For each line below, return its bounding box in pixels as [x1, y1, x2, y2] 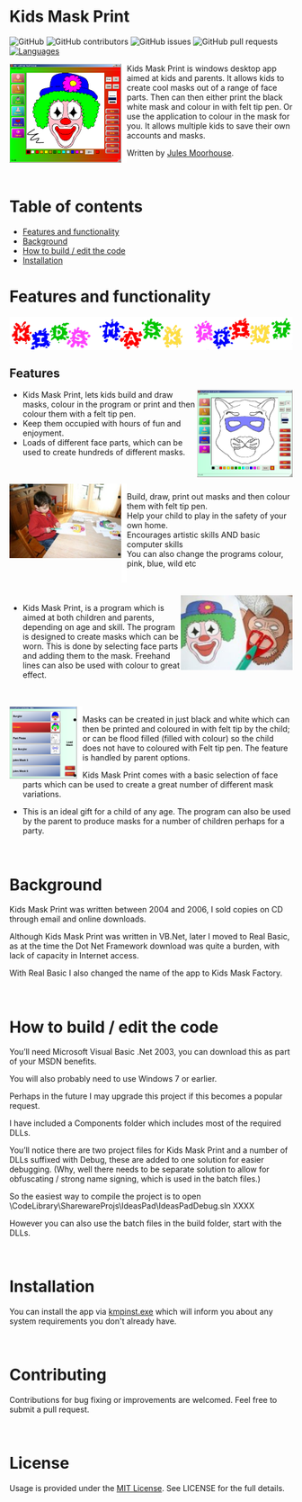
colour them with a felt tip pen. [22, 409, 137, 419]
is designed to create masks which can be [22, 632, 179, 643]
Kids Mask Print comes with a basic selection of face [82, 769, 279, 780]
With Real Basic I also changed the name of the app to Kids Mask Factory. [9, 967, 283, 978]
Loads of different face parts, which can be [22, 437, 183, 448]
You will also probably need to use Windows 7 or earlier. [9, 1074, 218, 1084]
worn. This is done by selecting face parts [22, 641, 179, 652]
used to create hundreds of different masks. [22, 447, 186, 458]
